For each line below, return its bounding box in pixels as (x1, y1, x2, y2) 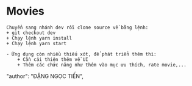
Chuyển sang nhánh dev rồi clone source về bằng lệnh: (6, 24, 149, 30)
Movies (6, 4, 44, 18)
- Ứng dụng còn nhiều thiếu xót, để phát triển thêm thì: (6, 51, 157, 57)
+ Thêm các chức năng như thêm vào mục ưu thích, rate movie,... (17, 62, 187, 68)
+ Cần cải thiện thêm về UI (17, 56, 88, 62)
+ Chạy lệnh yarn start (6, 40, 67, 46)
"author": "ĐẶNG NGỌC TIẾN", (6, 72, 84, 80)
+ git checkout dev (6, 29, 56, 36)
